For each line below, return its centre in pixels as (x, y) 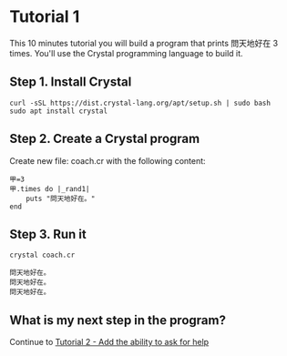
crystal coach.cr (42, 255)
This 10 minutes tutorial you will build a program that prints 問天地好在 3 (144, 43)
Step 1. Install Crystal (71, 82)
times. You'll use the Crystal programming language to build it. (126, 53)
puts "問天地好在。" (61, 198)
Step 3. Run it (48, 234)
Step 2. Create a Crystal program (105, 139)
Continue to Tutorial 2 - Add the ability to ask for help (109, 342)
